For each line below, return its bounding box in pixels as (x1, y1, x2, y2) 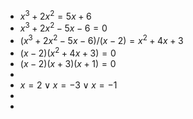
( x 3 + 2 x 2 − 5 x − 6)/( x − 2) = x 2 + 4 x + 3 (19, 33, 184, 46)
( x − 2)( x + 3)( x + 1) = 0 (19, 57, 117, 69)
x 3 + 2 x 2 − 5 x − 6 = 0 (19, 20, 108, 34)
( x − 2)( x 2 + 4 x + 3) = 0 (19, 45, 117, 59)
